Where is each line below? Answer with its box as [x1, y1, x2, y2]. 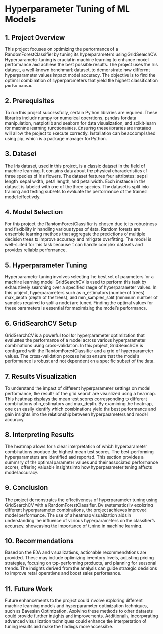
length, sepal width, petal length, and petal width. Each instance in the [5, 178, 146, 184]
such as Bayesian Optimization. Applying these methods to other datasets [5, 608, 153, 614]
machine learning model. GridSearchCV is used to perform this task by [5, 279, 147, 285]
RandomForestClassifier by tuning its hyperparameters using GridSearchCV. [5, 51, 157, 57]
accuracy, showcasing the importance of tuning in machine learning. [5, 523, 143, 528]
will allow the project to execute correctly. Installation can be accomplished [5, 130, 156, 136]
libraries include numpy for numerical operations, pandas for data [5, 115, 137, 121]
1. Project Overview [5, 33, 65, 42]
